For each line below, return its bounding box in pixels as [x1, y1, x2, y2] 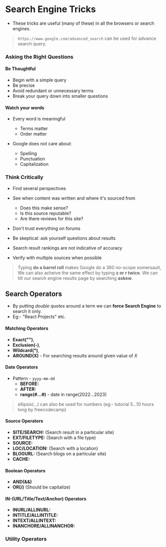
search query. [17, 40, 47, 46]
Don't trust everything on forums [12, 225, 80, 231]
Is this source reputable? [20, 210, 71, 216]
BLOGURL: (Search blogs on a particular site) [12, 450, 107, 457]
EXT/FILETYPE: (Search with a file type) [12, 435, 97, 441]
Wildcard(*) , [12, 347, 39, 353]
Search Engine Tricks [5, 4, 96, 15]
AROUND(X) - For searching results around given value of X [12, 352, 137, 358]
